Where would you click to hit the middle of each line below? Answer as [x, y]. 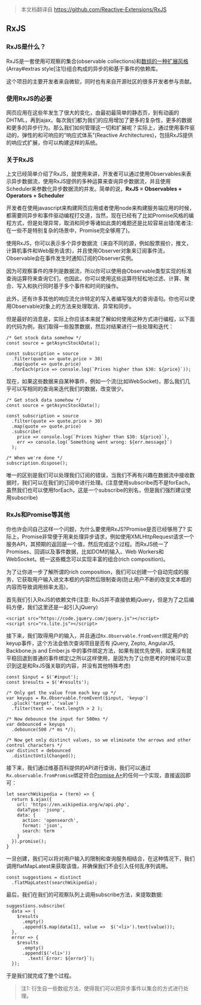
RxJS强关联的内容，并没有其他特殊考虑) [81, 665]
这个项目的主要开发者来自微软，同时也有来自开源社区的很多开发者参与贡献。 [100, 81]
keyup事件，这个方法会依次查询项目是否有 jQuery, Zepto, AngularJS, [91, 643]
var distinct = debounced [38, 750]
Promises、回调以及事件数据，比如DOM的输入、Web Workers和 [85, 551]
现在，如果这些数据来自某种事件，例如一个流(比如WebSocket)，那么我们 [96, 381]
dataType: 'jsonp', [41, 810]
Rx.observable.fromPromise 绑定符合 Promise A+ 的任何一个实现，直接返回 [96, 775]
